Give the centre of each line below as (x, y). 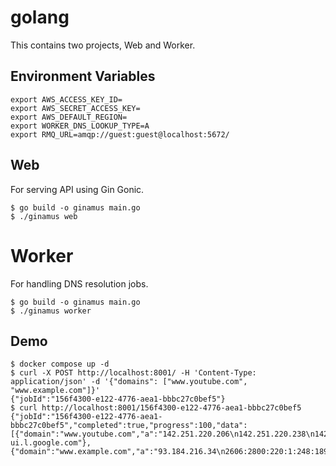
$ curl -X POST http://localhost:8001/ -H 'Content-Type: (133, 373)
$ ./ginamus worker (51, 311)
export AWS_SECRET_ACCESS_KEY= (75, 108)
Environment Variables (83, 76)
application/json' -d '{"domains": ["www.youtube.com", (129, 382)
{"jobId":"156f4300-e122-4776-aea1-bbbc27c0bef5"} (118, 399)
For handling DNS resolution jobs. (79, 283)
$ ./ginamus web (44, 216)
